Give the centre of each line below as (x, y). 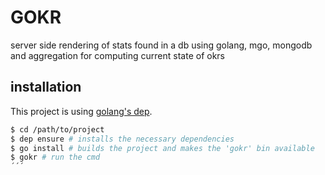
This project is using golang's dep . (81, 111)
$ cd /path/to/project (57, 129)
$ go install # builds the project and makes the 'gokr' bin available (162, 148)
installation (46, 87)
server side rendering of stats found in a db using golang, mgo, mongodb (161, 45)
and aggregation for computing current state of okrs (117, 55)
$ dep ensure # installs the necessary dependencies (122, 139)
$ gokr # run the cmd (55, 157)
